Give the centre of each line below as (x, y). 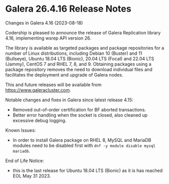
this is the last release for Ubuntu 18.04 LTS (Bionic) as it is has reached (88, 170)
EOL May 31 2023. (32, 176)
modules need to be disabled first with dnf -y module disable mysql (84, 145)
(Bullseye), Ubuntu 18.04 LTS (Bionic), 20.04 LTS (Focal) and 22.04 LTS (80, 58)
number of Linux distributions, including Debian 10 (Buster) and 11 (74, 53)
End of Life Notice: (25, 161)
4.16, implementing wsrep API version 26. (48, 38)
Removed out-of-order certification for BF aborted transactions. (79, 109)
